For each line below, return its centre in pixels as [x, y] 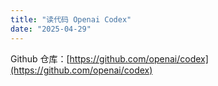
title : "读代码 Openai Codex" [71, 19]
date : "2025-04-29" [51, 29]
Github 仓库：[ [40, 58]
